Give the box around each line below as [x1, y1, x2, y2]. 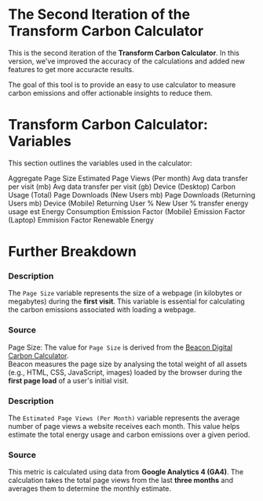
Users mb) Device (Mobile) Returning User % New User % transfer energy [8, 198, 249, 208]
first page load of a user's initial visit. [8, 376, 130, 385]
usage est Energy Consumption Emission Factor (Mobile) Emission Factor [8, 206, 246, 216]
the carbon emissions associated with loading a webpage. [8, 305, 196, 314]
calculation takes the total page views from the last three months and [8, 476, 234, 485]
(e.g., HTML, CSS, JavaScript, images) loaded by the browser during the [8, 367, 243, 377]
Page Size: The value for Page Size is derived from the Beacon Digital [8, 343, 233, 352]
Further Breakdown [8, 243, 137, 260]
